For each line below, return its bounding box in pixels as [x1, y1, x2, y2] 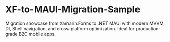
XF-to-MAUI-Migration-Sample [5, 4, 141, 15]
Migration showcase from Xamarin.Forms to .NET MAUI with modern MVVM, [5, 20, 165, 26]
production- [135, 25, 161, 31]
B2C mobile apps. [18, 31, 56, 37]
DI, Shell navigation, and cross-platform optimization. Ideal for [5, 25, 135, 31]
